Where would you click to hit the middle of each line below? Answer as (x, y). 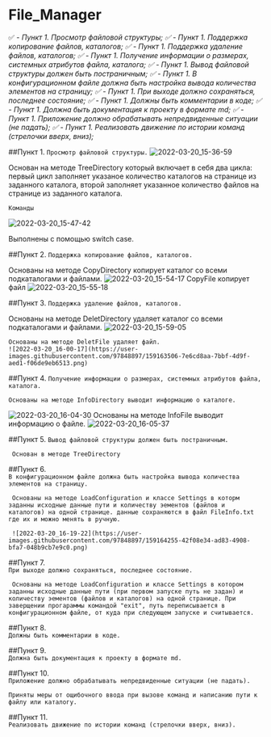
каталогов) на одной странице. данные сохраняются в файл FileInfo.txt (131, 512)
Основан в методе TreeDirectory (66, 454)
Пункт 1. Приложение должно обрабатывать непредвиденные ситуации (133, 118)
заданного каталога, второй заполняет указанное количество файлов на (134, 184)
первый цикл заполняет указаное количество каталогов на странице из (132, 176)
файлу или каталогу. (43, 702)
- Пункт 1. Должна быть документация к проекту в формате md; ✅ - (126, 109)
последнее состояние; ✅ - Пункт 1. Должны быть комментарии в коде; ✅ (135, 100)
